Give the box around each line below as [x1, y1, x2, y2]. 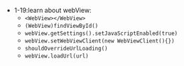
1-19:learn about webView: [13, 6, 92, 14]
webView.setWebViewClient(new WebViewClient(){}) [24, 38, 175, 45]
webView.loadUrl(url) [24, 53, 89, 60]
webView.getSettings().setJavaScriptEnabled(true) [24, 30, 178, 37]
